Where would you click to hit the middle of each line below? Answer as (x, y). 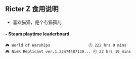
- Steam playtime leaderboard (37, 34)
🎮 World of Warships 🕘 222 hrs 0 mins (66, 45)
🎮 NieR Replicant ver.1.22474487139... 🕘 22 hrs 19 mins (68, 52)
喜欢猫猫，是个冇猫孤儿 (37, 22)
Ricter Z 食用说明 (32, 9)
